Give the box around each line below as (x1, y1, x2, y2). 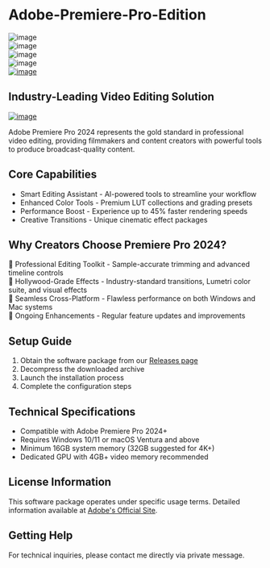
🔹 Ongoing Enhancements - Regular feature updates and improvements (8, 311, 246, 320)
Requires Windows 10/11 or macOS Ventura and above (19, 435, 200, 445)
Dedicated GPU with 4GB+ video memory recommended (19, 452, 209, 461)
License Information (8, 475, 111, 489)
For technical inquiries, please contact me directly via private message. (8, 550, 245, 560)
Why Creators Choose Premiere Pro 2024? (8, 238, 227, 252)
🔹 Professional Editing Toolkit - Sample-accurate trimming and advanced (8, 260, 251, 269)
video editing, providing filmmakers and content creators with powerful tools (8, 136, 262, 145)
